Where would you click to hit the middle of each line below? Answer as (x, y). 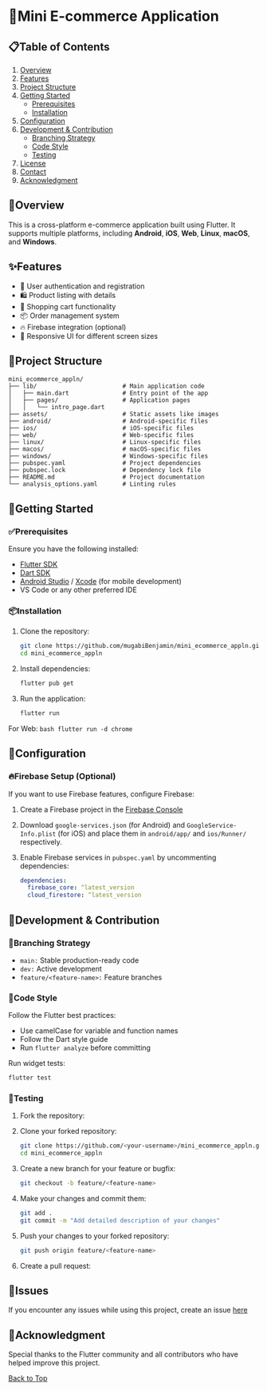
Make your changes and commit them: (83, 1198)
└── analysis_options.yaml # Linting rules (92, 484)
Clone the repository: (55, 631)
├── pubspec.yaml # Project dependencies (105, 463)
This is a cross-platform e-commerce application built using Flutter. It (122, 225)
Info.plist (38, 834)
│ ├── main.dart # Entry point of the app (108, 393)
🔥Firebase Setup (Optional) (62, 777)
